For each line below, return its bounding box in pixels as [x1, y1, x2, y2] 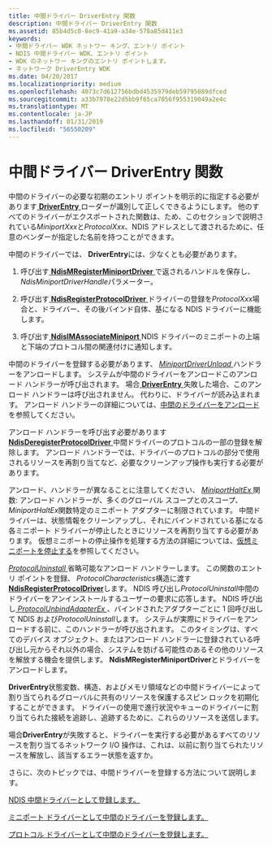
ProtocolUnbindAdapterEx [17, 603, 106, 614]
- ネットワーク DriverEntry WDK [8, 65, 111, 73]
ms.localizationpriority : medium [8, 80, 122, 88]
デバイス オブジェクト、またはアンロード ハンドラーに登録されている [22, 634, 254, 644]
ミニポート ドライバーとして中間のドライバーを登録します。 [8, 812, 209, 822]
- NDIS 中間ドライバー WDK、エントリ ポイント [8, 50, 149, 58]
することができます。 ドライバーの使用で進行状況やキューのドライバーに [8, 702, 252, 712]
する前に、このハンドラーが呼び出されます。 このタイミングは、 [29, 623, 245, 634]
